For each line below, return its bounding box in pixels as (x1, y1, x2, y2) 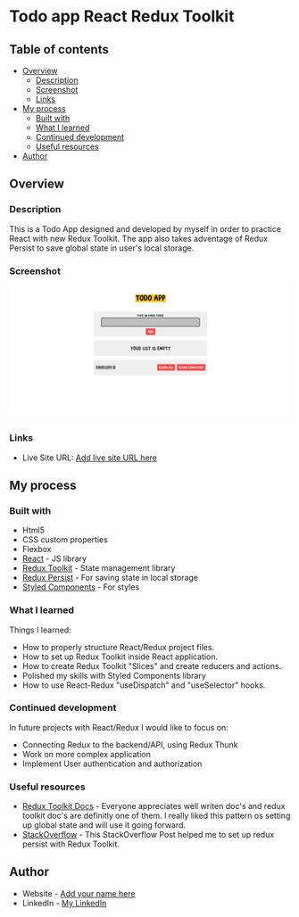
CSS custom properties (21, 534, 109, 545)
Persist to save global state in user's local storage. (9, 243, 195, 253)
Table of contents (9, 42, 109, 57)
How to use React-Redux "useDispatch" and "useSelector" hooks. (21, 680, 266, 690)
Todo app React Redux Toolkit (9, 6, 235, 27)
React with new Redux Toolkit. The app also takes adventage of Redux (9, 233, 269, 244)
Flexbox (21, 544, 52, 555)
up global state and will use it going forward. (21, 820, 186, 830)
